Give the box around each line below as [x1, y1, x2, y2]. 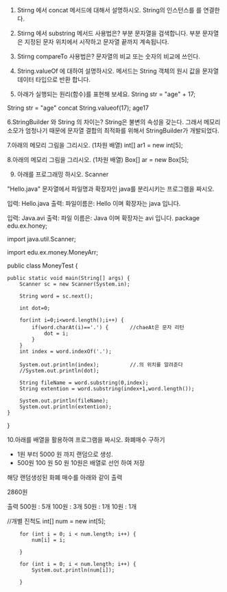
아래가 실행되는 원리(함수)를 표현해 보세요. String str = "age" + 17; [16, 90, 196, 98]
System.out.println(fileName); [19, 397, 109, 404]
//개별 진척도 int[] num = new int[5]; [7, 517, 106, 525]
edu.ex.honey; [7, 222, 48, 230]
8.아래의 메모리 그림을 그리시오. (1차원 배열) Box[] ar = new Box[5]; [7, 156, 189, 163]
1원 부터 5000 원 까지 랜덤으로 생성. [16, 450, 113, 458]
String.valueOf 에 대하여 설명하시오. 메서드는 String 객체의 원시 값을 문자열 [16, 67, 219, 75]
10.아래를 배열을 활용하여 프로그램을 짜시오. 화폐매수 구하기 [7, 436, 165, 444]
